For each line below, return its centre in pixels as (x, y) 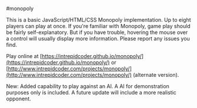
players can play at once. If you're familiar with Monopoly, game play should (98, 26)
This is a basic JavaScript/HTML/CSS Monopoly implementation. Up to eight (98, 20)
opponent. (19, 99)
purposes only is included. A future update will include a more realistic (91, 92)
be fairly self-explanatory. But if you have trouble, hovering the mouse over (97, 32)
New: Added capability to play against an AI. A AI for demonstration (88, 86)
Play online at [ (24, 56)
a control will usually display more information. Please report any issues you (98, 38)
